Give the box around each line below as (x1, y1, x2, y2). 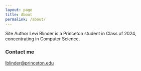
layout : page (5, 7, 33, 13)
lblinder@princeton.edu (5, 60, 54, 66)
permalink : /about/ (5, 17, 46, 22)
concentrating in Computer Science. (5, 36, 80, 42)
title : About (5, 12, 33, 17)
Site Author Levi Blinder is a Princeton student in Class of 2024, (5, 31, 136, 37)
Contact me (5, 48, 35, 55)
